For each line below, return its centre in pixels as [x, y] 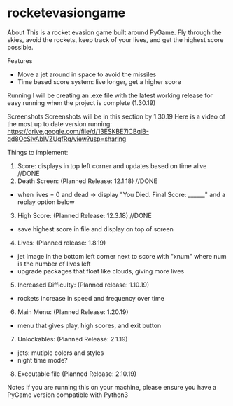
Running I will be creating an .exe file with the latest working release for [110, 95]
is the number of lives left [54, 264]
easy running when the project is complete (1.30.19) [82, 102]
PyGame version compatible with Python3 [68, 395]
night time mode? [42, 360]
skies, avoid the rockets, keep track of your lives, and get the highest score [115, 39]
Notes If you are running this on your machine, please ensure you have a [112, 387]
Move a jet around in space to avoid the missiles [87, 74]
